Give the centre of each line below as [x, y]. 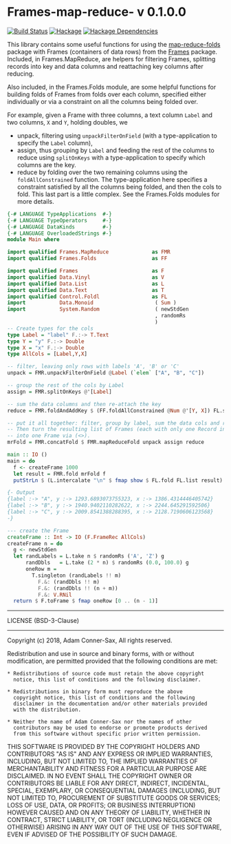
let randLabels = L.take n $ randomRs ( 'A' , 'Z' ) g [89, 556]
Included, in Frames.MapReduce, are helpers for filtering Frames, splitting [111, 59]
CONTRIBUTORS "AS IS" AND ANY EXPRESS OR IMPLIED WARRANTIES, [110, 754]
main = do [21, 461]
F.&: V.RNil [55, 595]
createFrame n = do [35, 544]
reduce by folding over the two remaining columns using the [102, 172]
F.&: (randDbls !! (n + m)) [78, 588]
